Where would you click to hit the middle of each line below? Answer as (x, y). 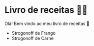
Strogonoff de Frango (34, 33)
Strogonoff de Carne (32, 38)
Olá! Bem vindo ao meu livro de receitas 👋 (47, 23)
